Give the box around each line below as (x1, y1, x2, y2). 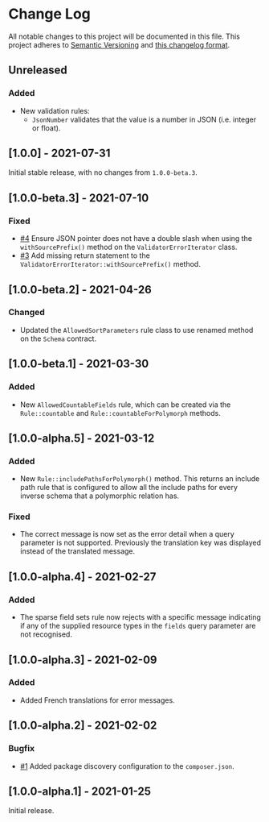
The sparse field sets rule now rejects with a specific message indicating (19, 612, 261, 622)
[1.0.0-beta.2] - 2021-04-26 (8, 283, 153, 297)
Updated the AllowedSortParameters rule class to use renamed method (19, 325, 254, 334)
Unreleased (8, 64, 68, 77)
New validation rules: (19, 106, 90, 115)
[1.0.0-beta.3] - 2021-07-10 (8, 191, 149, 205)
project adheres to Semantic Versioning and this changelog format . (8, 39, 230, 49)
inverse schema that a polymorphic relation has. (19, 491, 179, 500)
